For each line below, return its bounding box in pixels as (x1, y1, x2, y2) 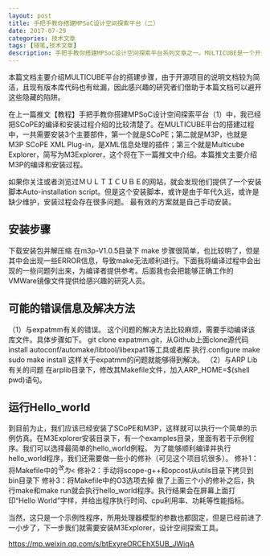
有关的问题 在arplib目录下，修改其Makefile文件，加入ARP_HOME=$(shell (8, 364, 250, 374)
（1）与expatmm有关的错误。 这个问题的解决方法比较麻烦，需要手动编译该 (8, 324, 256, 334)
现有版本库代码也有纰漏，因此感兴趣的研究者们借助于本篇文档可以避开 (29, 82, 262, 92)
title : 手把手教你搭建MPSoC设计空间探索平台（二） (8, 19, 159, 27)
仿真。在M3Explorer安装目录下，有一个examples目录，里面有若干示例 (14, 434, 247, 443)
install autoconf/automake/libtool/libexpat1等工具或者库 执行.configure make (8, 344, 261, 354)
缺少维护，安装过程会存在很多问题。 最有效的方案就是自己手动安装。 (8, 197, 235, 206)
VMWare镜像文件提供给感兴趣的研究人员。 (8, 275, 150, 286)
